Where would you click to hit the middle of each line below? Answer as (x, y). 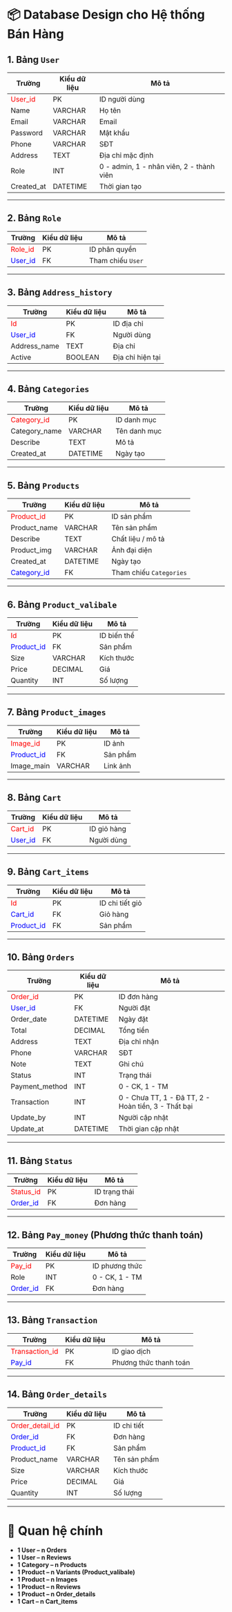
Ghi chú (131, 1064)
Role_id (22, 249)
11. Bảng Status (40, 1161)
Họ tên (110, 110)
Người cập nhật (143, 1118)
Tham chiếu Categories (149, 573)
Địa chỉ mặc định (126, 155)
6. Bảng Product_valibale (62, 604)
